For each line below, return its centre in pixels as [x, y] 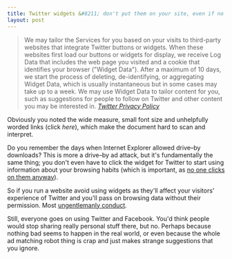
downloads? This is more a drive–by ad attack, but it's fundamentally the [110, 155]
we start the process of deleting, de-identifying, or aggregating [114, 76]
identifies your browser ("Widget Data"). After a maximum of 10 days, [123, 69]
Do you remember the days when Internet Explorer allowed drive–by [104, 148]
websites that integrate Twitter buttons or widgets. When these [114, 47]
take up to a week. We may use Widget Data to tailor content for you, [122, 91]
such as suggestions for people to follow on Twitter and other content [123, 98]
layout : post [26, 20]
